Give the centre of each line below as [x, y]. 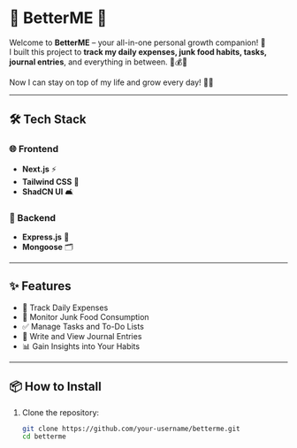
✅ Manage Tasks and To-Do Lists [83, 326]
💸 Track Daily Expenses [65, 308]
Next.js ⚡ [39, 169]
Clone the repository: [61, 412]
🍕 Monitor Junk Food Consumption [85, 316]
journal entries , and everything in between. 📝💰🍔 [99, 62]
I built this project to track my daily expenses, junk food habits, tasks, [138, 51]
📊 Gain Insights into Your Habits [80, 346]
